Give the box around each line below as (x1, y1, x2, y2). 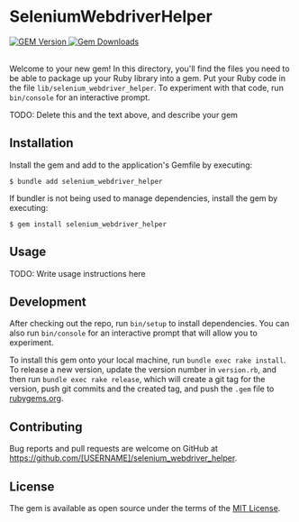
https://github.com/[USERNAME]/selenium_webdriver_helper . (9, 453, 238, 463)
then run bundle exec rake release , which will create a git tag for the (9, 374, 266, 385)
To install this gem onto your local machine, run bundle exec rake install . (9, 354, 286, 366)
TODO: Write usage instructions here (9, 268, 146, 279)
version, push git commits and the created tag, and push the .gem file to (9, 383, 275, 394)
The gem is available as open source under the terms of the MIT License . (9, 503, 281, 513)
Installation (9, 135, 74, 151)
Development (9, 294, 87, 309)
